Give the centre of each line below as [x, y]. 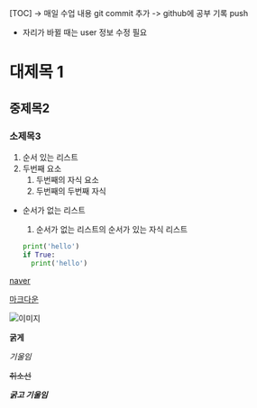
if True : [39, 255]
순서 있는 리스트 [50, 157]
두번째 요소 [42, 168]
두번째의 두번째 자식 [71, 191]
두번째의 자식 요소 [67, 179]
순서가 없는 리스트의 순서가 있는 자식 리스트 [111, 229]
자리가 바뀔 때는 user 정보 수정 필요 [84, 32]
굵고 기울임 [28, 394]
